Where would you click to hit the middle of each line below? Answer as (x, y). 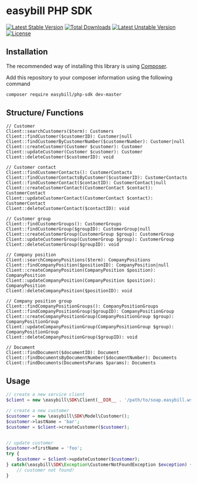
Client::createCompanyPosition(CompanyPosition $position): (81, 271)
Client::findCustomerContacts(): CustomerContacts (69, 173)
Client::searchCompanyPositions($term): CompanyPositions (78, 260)
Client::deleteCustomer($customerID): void (60, 157)
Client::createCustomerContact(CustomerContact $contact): (80, 188)
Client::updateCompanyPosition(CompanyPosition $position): (81, 281)
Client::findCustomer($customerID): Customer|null (69, 136)
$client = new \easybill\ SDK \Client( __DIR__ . (64, 400)
